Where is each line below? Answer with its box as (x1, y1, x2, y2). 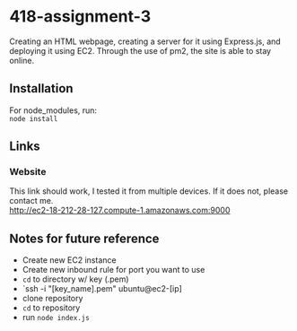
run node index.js (22, 312, 90, 323)
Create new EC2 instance (22, 255, 117, 266)
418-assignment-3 (9, 6, 152, 27)
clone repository (22, 293, 83, 304)
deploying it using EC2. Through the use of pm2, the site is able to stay (9, 45, 272, 56)
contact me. (9, 196, 54, 206)
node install (9, 114, 58, 123)
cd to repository (22, 302, 81, 313)
